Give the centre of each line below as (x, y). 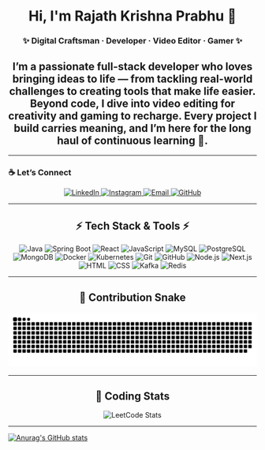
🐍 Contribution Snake (132, 298)
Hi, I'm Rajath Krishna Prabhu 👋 (132, 16)
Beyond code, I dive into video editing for (132, 103)
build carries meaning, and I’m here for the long (132, 128)
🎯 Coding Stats (132, 396)
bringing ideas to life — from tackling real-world (132, 79)
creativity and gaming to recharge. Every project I (132, 116)
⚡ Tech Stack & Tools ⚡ (132, 225)
